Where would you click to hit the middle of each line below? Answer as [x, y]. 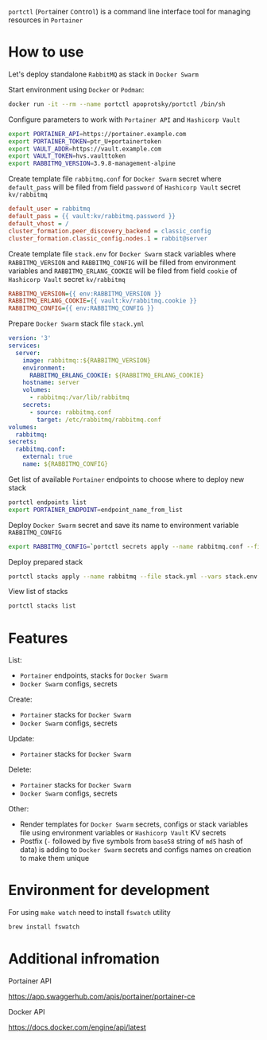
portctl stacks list [43, 606]
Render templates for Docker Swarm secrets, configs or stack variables [134, 824]
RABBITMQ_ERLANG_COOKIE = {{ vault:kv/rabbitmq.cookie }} [103, 301]
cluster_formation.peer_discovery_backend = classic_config [110, 231]
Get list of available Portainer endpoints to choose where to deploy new [126, 479]
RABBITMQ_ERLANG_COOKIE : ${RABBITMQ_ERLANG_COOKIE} [116, 375]
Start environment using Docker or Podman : [76, 89]
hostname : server [51, 383]
